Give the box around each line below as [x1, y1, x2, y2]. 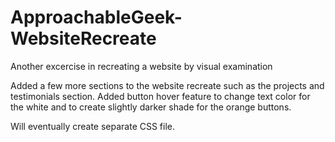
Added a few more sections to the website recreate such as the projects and [10, 79, 325, 91]
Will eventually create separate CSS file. [10, 120, 176, 132]
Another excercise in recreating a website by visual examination [10, 60, 273, 72]
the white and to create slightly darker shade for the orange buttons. [10, 101, 292, 113]
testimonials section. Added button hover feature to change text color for [10, 90, 311, 102]
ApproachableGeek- [10, 6, 183, 29]
